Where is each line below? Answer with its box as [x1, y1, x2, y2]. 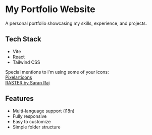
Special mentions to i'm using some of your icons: [5, 69, 109, 75]
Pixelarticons [5, 74, 32, 80]
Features [5, 95, 34, 103]
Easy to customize [12, 118, 51, 124]
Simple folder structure [12, 124, 61, 130]
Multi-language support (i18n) [12, 108, 75, 114]
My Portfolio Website [5, 4, 95, 15]
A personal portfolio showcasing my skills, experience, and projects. [5, 20, 147, 26]
